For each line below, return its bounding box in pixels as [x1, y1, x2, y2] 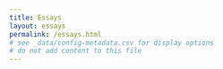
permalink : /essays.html [9, 30, 102, 39]
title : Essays [9, 13, 63, 22]
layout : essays [9, 22, 66, 30]
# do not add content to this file [9, 47, 142, 56]
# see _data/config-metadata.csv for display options [9, 38, 215, 47]
